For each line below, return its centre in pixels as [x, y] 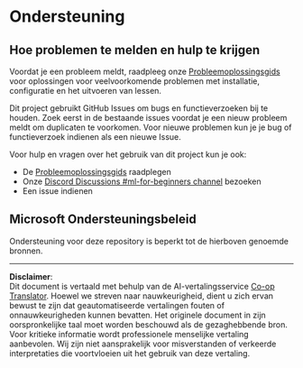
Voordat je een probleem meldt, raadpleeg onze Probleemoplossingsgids [145, 71]
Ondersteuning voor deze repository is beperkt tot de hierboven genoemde [149, 241]
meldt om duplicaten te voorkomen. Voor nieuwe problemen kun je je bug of [151, 127]
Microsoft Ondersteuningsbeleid [103, 220]
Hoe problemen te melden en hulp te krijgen [135, 50]
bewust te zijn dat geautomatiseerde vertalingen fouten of [117, 305]
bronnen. [26, 251]
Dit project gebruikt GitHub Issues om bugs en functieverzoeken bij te [139, 108]
